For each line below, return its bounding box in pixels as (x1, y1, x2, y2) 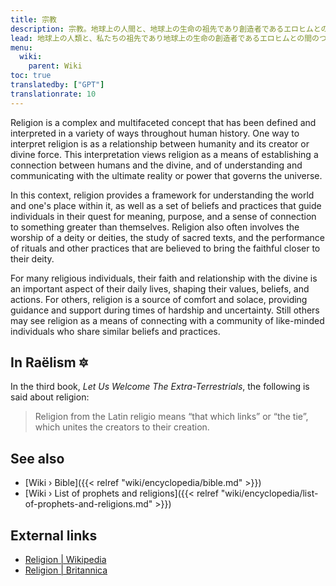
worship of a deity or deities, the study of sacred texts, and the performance (10, 231, 325, 243)
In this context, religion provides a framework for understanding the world (10, 189, 315, 201)
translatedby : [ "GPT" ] (10, 80, 105, 90)
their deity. (10, 252, 55, 265)
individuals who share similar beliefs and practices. (10, 325, 221, 337)
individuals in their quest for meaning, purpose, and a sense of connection (10, 210, 317, 222)
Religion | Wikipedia (24, 554, 107, 566)
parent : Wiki (28, 61, 83, 71)
